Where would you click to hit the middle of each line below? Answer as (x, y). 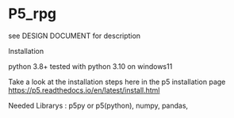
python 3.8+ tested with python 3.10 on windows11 (90, 66)
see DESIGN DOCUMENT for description (75, 36)
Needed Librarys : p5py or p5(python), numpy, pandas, (98, 105)
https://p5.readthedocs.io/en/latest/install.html (84, 90)
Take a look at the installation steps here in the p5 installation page (117, 82)
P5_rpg (33, 14)
